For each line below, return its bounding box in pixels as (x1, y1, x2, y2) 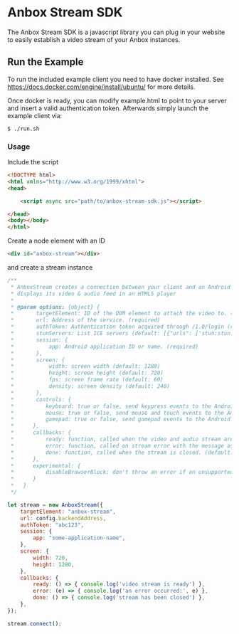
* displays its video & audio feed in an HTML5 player (10, 290, 176, 297)
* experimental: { (10, 462, 81, 470)
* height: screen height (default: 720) (10, 369, 164, 377)
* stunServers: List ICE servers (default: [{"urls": (10, 330, 193, 337)
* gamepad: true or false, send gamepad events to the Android (10, 416, 231, 423)
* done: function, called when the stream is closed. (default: (10, 449, 234, 456)
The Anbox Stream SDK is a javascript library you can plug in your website (7, 28, 225, 36)
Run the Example (7, 56, 84, 68)
